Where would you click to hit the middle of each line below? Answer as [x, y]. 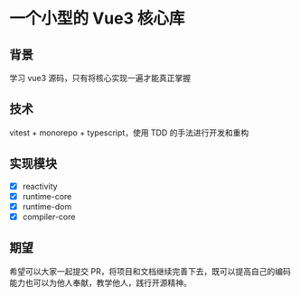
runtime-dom [47, 206]
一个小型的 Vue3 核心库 [97, 18]
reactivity [40, 186]
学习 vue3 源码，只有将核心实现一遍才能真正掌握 [100, 78]
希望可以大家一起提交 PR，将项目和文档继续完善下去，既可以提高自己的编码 [150, 271]
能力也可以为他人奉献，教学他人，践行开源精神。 [100, 282]
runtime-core [47, 196]
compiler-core [49, 217]
